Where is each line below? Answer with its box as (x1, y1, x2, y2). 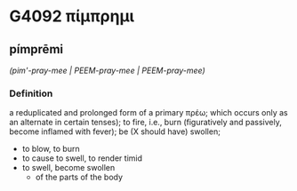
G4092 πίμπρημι (9, 6, 135, 27)
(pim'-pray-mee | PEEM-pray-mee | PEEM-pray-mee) (9, 65, 206, 76)
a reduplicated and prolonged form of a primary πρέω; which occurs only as (9, 107, 289, 118)
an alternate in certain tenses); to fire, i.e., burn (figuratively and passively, (9, 117, 282, 128)
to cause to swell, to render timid (21, 153, 143, 163)
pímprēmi (9, 42, 64, 57)
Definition (9, 87, 53, 99)
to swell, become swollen (21, 163, 116, 173)
